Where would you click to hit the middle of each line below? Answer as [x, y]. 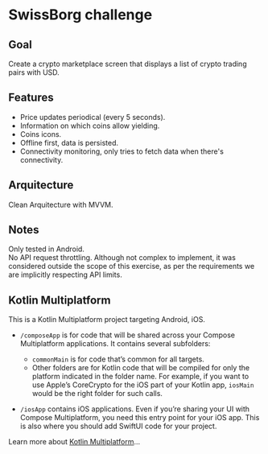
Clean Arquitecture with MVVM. [61, 204]
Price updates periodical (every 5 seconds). [93, 117]
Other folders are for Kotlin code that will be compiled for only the [141, 368]
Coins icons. [41, 134]
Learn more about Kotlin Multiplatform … [74, 442]
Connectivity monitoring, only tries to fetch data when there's [122, 151]
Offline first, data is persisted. [69, 142]
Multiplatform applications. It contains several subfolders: [115, 344]
